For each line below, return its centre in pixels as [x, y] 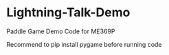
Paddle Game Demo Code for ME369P [61, 31]
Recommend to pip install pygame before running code [84, 44]
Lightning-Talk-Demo [68, 13]
